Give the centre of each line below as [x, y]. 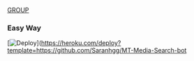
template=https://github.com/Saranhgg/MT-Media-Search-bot [97, 51]
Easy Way [24, 28]
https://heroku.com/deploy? [81, 43]
